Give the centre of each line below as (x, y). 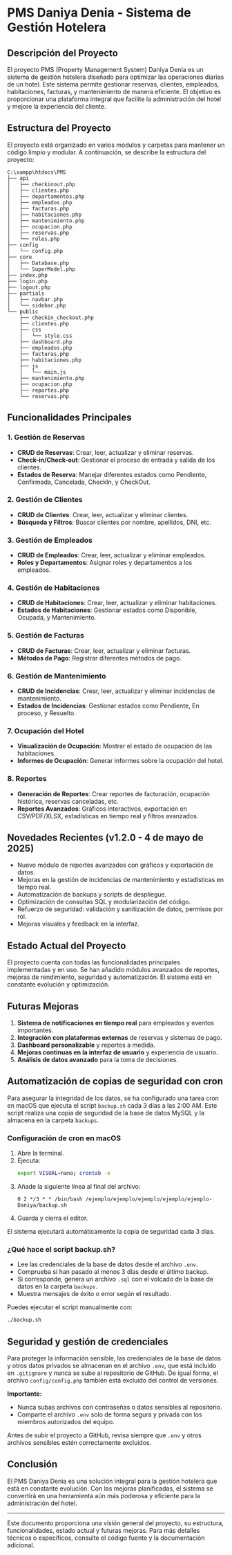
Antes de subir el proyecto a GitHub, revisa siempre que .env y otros (104, 1435)
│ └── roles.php (33, 239)
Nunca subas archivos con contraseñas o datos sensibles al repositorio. (119, 1407)
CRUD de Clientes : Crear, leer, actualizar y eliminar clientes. (103, 514)
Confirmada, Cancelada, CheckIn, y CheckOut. (84, 482)
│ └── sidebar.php (37, 305)
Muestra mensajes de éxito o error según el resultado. (94, 1294)
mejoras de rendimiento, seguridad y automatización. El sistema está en (109, 977)
